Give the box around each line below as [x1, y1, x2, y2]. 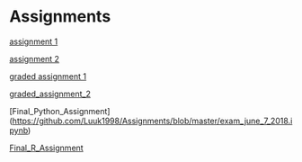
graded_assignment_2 [9, 88, 92, 99]
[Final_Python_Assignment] [9, 105, 111, 116]
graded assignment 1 [9, 70, 87, 82]
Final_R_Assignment [9, 142, 84, 153]
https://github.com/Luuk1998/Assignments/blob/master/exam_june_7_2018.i [12, 115, 293, 126]
